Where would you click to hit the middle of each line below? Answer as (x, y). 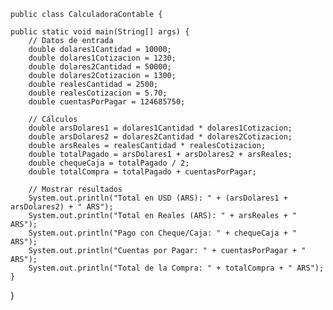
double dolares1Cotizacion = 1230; (102, 58)
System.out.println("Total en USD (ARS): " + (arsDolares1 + (158, 198)
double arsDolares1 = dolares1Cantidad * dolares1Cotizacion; (160, 128)
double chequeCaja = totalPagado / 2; (109, 163)
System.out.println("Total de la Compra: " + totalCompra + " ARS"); (176, 268)
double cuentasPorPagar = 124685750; (107, 102)
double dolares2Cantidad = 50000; (100, 67)
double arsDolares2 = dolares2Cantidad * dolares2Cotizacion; (160, 137)
